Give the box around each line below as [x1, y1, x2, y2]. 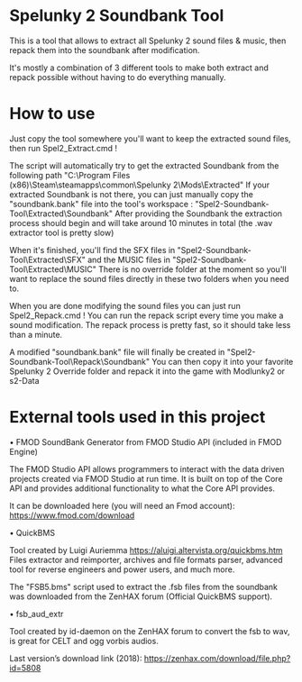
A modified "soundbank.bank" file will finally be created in [9, 346, 225, 357]
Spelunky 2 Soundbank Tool [9, 5, 224, 26]
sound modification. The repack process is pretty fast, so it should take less [9, 319, 291, 330]
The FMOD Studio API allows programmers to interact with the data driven [9, 463, 285, 474]
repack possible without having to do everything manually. [9, 71, 227, 82]
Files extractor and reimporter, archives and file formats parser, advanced [9, 554, 283, 565]
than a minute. [9, 329, 63, 340]
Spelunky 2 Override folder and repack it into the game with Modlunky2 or [9, 366, 286, 377]
